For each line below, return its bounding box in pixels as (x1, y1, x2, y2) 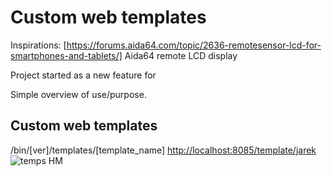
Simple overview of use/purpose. (10, 88, 147, 100)
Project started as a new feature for (10, 69, 157, 81)
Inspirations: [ (10, 39, 67, 51)
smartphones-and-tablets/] (10, 49, 123, 61)
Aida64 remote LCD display (124, 49, 238, 61)
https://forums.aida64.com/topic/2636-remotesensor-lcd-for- (66, 39, 322, 51)
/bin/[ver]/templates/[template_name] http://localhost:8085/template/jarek (10, 144, 317, 156)
